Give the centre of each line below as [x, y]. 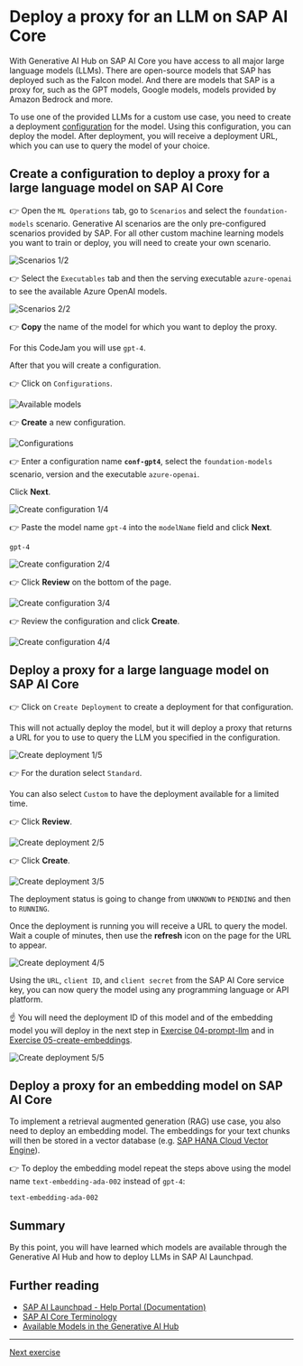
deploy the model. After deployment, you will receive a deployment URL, [143, 136]
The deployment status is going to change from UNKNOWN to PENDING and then [150, 898]
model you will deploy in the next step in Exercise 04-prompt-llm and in [142, 1030]
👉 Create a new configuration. [68, 422]
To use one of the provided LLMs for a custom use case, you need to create [150, 117]
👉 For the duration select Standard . [76, 772]
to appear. [28, 945]
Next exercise [35, 1352]
